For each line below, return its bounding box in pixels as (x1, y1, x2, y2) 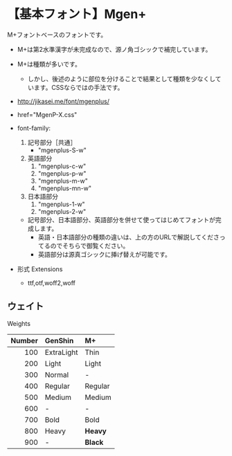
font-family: (17, 124, 51, 132)
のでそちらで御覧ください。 (50, 241, 130, 250)
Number (10, 336, 38, 345)
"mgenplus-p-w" (37, 169, 87, 177)
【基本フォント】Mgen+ (7, 6, 147, 22)
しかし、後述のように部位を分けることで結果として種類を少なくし (27, 74, 216, 83)
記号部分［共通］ (27, 138, 77, 146)
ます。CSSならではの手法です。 (33, 83, 124, 91)
